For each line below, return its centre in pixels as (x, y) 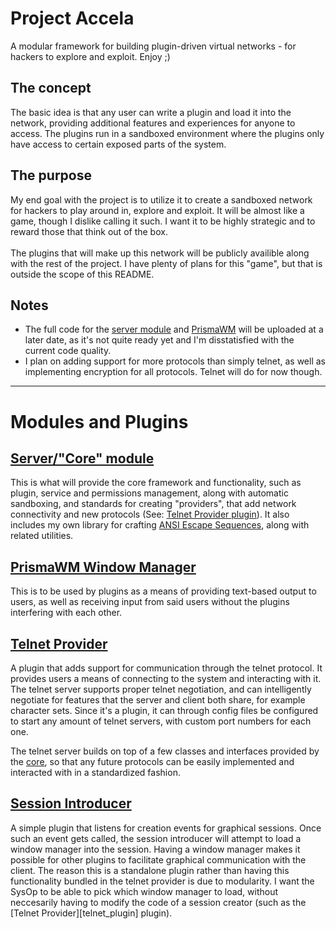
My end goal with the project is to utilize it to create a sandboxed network (161, 199)
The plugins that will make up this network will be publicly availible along (160, 253)
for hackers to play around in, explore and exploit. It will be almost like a (157, 210)
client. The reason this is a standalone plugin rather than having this (150, 870)
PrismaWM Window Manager (103, 567)
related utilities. (42, 536)
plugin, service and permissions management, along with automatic (149, 493)
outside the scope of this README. (82, 274)
